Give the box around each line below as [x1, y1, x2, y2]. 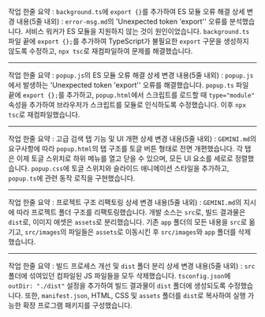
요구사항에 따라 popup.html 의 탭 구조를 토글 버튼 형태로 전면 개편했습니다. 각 [8, 144, 243, 153]
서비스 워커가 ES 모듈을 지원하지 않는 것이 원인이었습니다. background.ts [24, 27, 250, 35]
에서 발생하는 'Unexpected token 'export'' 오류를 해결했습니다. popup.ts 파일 [8, 80, 249, 89]
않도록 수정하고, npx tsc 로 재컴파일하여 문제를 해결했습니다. [8, 47, 193, 55]
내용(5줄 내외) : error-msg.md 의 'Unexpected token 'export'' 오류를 [16, 17, 228, 26]
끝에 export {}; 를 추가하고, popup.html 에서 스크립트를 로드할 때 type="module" [8, 90, 255, 99]
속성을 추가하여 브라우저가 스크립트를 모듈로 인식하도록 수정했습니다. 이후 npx [8, 100, 247, 109]
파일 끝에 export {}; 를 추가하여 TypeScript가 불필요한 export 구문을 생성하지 [8, 36, 250, 46]
